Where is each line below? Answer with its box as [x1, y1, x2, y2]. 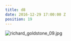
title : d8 [5, 7, 26, 12]
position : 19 [5, 16, 32, 21]
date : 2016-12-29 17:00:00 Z [5, 12, 66, 17]
